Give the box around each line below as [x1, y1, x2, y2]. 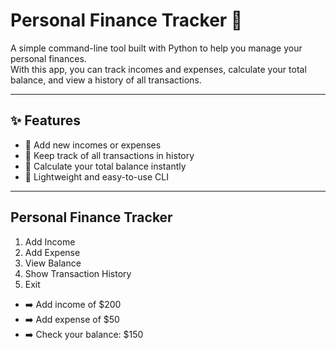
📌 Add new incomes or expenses [24, 139, 162, 151]
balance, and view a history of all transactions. [10, 74, 202, 86]
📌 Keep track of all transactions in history [24, 149, 195, 161]
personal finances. [10, 52, 87, 64]
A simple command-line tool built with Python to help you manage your [10, 42, 303, 54]
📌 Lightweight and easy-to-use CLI [24, 170, 169, 183]
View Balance [24, 257, 82, 269]
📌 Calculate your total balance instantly [24, 160, 187, 172]
